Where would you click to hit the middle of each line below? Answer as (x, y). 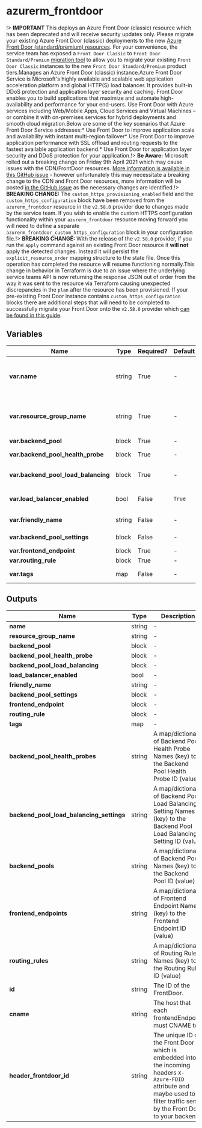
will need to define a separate (43, 225)
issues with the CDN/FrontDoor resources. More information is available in (98, 168)
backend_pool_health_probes (53, 756)
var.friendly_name (36, 520)
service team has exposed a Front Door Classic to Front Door (84, 53)
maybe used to (174, 1094)
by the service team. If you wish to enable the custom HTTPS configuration (99, 213)
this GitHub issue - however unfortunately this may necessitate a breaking (98, 174)
